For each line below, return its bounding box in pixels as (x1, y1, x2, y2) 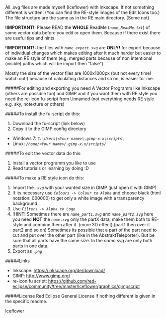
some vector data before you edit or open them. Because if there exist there (5, 30, 161, 35)
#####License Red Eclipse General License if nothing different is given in (5, 293, 156, 299)
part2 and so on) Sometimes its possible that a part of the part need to (12, 227, 157, 233)
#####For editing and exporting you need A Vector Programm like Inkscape (5, 85, 161, 91)
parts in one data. (12, 243, 49, 249)
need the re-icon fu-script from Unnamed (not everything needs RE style (5, 96, 155, 102)
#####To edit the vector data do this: (5, 151, 82, 156)
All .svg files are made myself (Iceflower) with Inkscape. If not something (5, 4, 155, 10)
